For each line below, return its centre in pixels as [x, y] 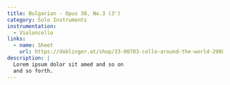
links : [16, 39]
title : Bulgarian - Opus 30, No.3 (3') [64, 13]
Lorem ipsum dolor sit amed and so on [69, 64]
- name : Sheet [33, 45]
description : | [29, 58]
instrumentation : [32, 26]
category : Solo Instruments [47, 20]
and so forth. [33, 71]
